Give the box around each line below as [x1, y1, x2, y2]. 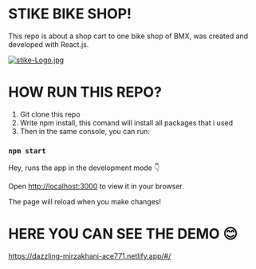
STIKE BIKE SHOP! [8, 5, 132, 23]
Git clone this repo [19, 109, 81, 119]
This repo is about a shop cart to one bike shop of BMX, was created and [8, 31, 249, 41]
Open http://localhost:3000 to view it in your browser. [8, 181, 185, 192]
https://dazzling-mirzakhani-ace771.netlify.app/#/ [8, 251, 171, 261]
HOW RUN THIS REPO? [8, 83, 162, 101]
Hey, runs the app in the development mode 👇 [8, 163, 160, 172]
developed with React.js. [8, 39, 89, 49]
